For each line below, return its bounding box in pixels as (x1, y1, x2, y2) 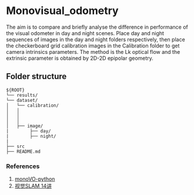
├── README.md (6, 148, 41, 155)
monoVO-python (14, 176, 55, 183)
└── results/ (6, 92, 38, 98)
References (6, 162, 40, 170)
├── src (6, 143, 25, 149)
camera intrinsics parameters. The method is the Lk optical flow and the (6, 48, 180, 55)
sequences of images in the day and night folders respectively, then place (6, 36, 185, 43)
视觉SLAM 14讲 (14, 183, 52, 190)
